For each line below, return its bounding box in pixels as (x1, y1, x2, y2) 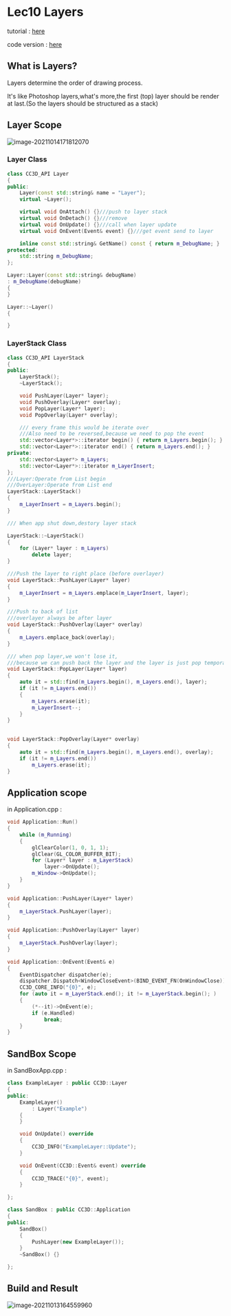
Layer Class (7, 154, 47, 164)
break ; (43, 1016, 63, 1023)
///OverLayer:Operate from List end (7, 482, 112, 489)
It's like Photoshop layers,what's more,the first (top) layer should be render (7, 92, 219, 100)
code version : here (7, 40, 63, 48)
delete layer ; (32, 551, 72, 558)
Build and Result (7, 1283, 78, 1295)
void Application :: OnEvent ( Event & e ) (7, 958, 115, 965)
